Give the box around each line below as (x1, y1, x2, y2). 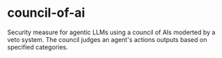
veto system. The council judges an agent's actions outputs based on (7, 35, 207, 43)
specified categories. (7, 43, 68, 51)
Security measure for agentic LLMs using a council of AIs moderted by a (7, 28, 216, 36)
